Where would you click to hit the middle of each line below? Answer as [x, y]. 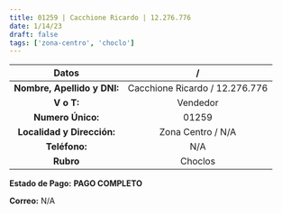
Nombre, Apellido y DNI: [67, 88]
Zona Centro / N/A [198, 132]
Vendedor [198, 103]
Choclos [198, 161]
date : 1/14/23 [36, 26]
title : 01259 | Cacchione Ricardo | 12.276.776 [100, 18]
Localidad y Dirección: [66, 132]
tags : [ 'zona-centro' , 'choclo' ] [72, 43]
